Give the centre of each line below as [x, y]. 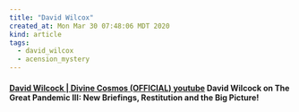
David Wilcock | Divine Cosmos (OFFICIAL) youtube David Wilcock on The [149, 88]
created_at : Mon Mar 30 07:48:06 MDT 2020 [90, 26]
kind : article [36, 34]
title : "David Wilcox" [51, 17]
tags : [19, 43]
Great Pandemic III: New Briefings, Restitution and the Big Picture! [134, 97]
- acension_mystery [54, 59]
